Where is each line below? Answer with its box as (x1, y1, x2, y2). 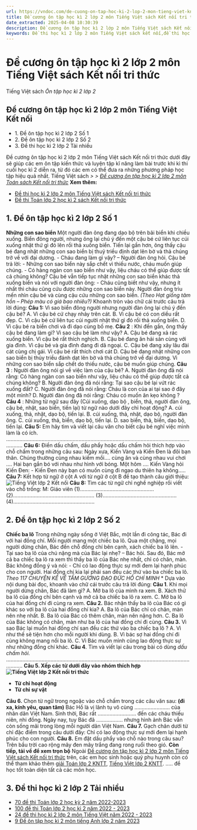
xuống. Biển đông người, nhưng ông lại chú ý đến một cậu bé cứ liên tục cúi (6, 235, 189, 242)
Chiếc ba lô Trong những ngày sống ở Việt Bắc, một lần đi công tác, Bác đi (6, 530, 186, 537)
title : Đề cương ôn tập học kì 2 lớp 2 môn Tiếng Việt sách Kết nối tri (6, 14, 188, 20)
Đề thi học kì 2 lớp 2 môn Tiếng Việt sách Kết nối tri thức (14, 190, 151, 197)
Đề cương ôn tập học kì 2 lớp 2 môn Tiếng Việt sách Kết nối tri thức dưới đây (6, 154, 191, 161)
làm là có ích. (6, 429, 38, 436)
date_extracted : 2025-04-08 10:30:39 (6, 19, 98, 25)
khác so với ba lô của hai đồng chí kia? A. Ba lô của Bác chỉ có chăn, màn (6, 606, 183, 613)
